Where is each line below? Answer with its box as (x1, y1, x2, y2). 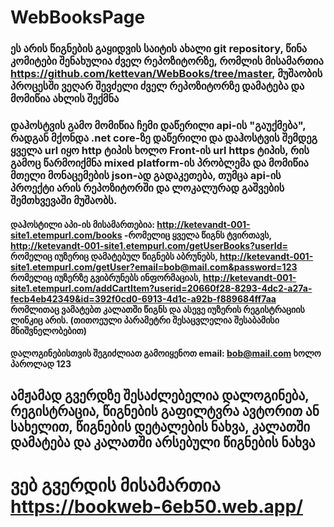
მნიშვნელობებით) (10, 324, 87, 336)
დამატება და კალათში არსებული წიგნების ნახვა (10, 434, 316, 451)
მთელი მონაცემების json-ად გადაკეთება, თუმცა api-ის (10, 169, 282, 183)
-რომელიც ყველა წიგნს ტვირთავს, (123, 229, 272, 241)
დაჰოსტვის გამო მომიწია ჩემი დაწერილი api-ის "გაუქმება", (10, 119, 307, 133)
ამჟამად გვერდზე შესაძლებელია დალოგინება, (10, 387, 310, 404)
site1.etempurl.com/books (10, 229, 123, 241)
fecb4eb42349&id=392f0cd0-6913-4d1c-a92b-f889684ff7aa (10, 292, 277, 305)
